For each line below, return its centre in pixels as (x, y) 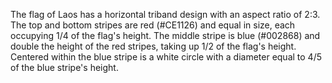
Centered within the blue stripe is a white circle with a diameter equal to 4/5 (166, 57)
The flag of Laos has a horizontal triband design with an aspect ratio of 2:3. (165, 14)
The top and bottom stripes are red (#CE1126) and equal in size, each (153, 25)
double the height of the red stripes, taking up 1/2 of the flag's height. (153, 46)
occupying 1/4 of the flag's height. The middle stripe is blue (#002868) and (165, 35)
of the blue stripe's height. (64, 67)
